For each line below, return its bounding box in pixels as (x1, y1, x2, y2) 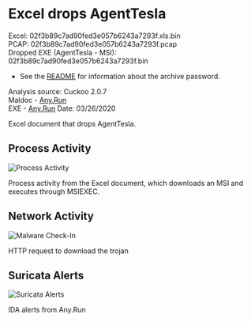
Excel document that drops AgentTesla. (8, 119, 137, 128)
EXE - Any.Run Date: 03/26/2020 (8, 104, 116, 113)
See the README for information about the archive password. (19, 71, 221, 81)
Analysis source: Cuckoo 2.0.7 (8, 86, 107, 96)
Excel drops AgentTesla (8, 5, 167, 23)
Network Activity (8, 210, 95, 223)
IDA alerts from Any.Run (8, 305, 87, 315)
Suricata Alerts (8, 268, 84, 282)
